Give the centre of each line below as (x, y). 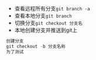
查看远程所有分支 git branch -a (52, 8)
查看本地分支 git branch (43, 16)
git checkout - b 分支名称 (36, 46)
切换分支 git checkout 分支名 (49, 23)
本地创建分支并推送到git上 (46, 30)
